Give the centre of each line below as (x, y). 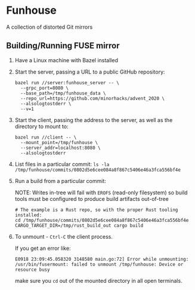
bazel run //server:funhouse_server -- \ (67, 83)
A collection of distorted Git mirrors (49, 27)
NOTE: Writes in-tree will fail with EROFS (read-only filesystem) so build (101, 193)
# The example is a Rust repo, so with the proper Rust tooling (96, 210)
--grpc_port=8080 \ (44, 88)
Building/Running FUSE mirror (63, 46)
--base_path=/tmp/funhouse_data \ (63, 93)
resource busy (32, 270)
